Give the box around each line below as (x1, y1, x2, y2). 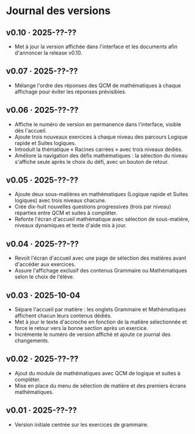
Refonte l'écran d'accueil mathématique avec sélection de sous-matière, (14, 216, 190, 223)
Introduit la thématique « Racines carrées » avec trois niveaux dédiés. (14, 146, 183, 153)
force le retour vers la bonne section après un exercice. (14, 325, 148, 332)
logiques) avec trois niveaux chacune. (14, 197, 107, 204)
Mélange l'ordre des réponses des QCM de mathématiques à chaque (14, 82, 182, 89)
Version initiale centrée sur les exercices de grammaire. (14, 421, 149, 428)
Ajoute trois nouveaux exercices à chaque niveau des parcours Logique (14, 133, 188, 140)
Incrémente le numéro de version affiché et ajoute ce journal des (14, 331, 171, 338)
